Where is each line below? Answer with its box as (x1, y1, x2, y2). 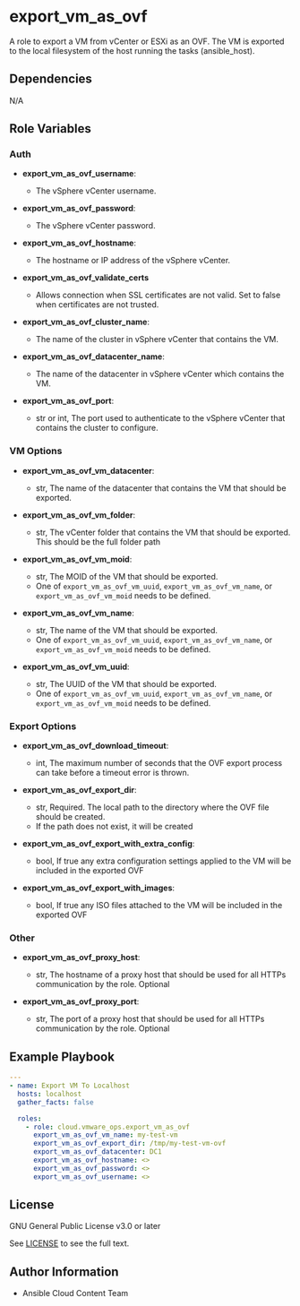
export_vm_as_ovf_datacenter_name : (21, 351, 166, 362)
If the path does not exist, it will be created (35, 821, 193, 832)
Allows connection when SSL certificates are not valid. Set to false (35, 289, 281, 301)
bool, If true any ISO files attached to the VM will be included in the (35, 900, 283, 911)
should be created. (35, 812, 106, 822)
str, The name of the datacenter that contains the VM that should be (35, 482, 287, 494)
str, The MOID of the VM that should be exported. (35, 571, 219, 581)
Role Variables (9, 121, 91, 136)
